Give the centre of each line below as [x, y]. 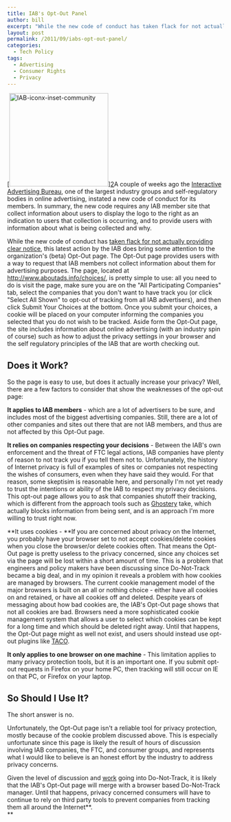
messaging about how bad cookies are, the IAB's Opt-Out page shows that [113, 605]
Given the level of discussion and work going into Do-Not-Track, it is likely [112, 778]
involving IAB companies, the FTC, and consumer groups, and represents [111, 750]
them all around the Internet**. [50, 807]
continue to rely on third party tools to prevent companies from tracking [109, 800]
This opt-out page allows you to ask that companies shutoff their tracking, [112, 497]
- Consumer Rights [40, 71]
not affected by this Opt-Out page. [56, 432]
